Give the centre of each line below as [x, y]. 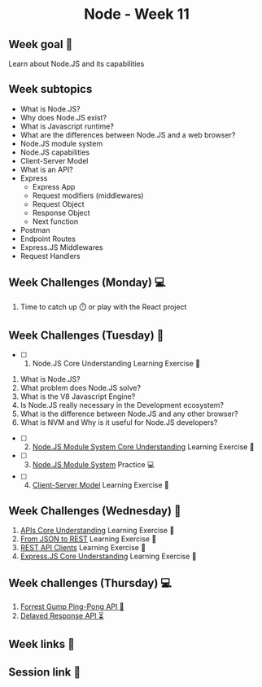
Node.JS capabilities [55, 152]
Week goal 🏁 [41, 44]
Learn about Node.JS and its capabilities [76, 63]
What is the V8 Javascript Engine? [78, 396]
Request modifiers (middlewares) [88, 195]
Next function [55, 221]
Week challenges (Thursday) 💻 [90, 583]
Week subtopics [50, 89]
